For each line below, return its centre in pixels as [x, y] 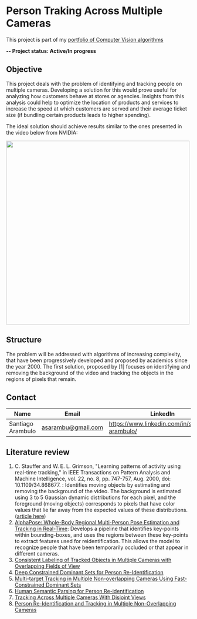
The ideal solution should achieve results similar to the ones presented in [94, 126]
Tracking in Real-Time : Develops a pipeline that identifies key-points [97, 529]
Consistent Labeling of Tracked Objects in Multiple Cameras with [93, 560]
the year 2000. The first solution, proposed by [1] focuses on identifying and [98, 366]
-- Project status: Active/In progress [51, 51]
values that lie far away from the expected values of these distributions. [101, 510]
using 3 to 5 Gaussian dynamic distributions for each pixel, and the [95, 497]
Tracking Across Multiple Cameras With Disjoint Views [80, 597]
